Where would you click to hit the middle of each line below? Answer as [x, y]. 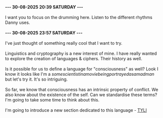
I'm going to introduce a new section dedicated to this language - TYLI [76, 110]
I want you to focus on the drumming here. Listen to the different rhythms [79, 17]
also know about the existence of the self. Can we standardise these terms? [81, 95]
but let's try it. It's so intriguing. [36, 79]
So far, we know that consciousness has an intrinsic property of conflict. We [82, 90]
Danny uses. [18, 22]
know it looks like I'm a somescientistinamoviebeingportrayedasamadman [80, 74]
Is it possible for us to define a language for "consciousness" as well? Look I [82, 69]
